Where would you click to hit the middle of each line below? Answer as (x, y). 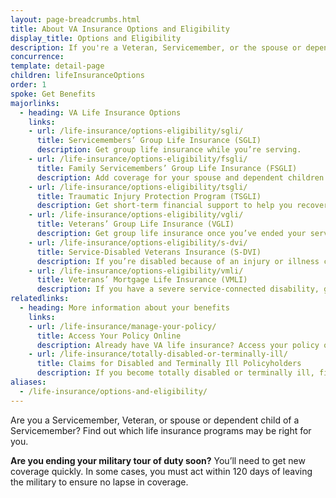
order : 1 (28, 85)
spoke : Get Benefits (53, 94)
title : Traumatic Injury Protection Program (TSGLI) (149, 196)
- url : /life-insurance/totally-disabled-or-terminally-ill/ (158, 354)
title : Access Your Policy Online (109, 336)
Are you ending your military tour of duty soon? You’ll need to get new (158, 460)
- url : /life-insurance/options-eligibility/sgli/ (136, 131)
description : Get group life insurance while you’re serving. (169, 150)
